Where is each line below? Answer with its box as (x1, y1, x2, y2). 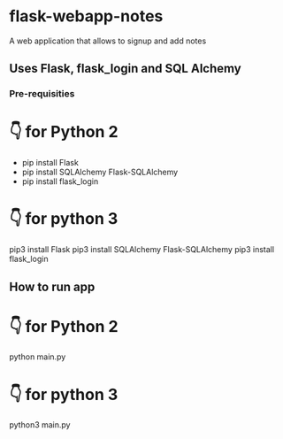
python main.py (9, 351, 66, 362)
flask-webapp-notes (9, 6, 164, 27)
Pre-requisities (9, 88, 75, 100)
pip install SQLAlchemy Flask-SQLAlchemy (21, 166, 179, 178)
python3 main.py (9, 420, 71, 430)
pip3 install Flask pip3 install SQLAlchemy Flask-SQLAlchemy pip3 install (9, 244, 275, 255)
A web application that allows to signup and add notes (9, 35, 207, 46)
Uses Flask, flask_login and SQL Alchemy (9, 61, 241, 76)
